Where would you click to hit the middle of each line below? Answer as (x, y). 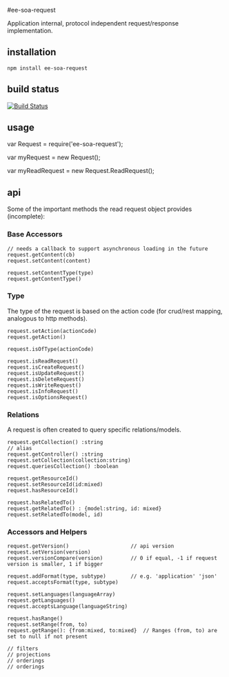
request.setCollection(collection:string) (69, 461)
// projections (29, 655)
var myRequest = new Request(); (54, 157)
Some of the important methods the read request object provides (100, 209)
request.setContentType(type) (51, 273)
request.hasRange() (35, 619)
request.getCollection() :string (55, 443)
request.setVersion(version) (49, 552)
